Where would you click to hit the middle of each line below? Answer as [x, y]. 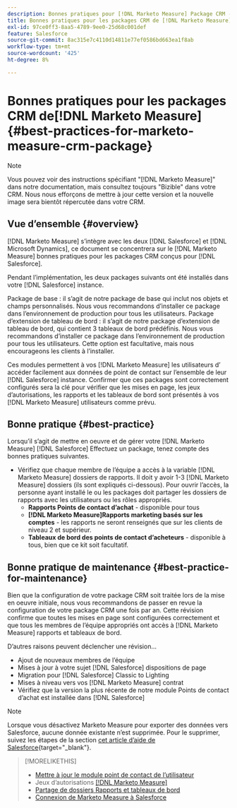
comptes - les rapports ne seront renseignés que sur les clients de [125, 523]
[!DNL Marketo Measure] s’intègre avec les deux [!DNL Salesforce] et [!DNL [117, 241]
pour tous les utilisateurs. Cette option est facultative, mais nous [101, 343]
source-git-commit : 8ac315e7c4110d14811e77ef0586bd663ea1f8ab [101, 40]
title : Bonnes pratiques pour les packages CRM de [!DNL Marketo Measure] [120, 20]
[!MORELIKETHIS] [50, 761]
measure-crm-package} [80, 146]
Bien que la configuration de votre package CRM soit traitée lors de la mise [116, 595]
